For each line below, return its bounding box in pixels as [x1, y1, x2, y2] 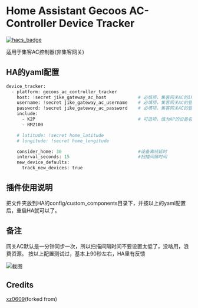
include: [16, 111, 38, 117]
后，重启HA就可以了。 [6, 207, 61, 214]
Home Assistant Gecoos [6, 4, 127, 18]
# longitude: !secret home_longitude [16, 137, 110, 144]
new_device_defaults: [16, 159, 70, 166]
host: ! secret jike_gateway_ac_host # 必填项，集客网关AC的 [16, 94, 189, 100]
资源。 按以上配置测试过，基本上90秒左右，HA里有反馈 [11, 250, 146, 257]
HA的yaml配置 [6, 67, 60, 77]
